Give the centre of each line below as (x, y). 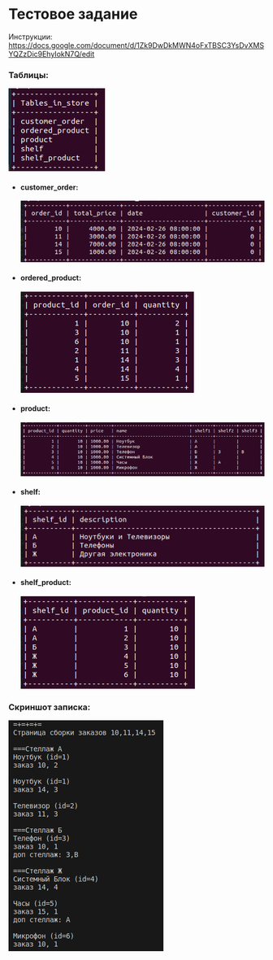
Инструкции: (30, 37)
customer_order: (49, 187)
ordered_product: (51, 278)
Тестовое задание (73, 14)
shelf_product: (45, 583)
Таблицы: (28, 75)
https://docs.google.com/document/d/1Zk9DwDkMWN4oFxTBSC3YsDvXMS (136, 45)
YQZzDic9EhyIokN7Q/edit (52, 54)
